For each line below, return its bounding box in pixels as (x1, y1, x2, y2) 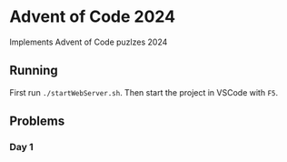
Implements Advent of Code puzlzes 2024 (9, 36, 168, 47)
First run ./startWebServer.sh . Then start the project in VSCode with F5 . (9, 86, 279, 97)
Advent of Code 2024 (9, 6, 175, 27)
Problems (9, 114, 65, 129)
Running (9, 63, 59, 78)
